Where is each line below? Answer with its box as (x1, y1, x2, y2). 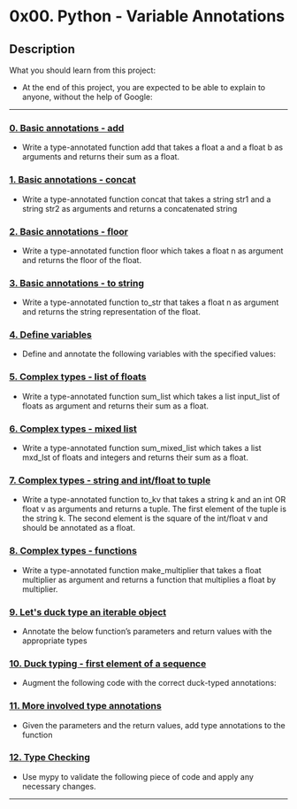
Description (9, 42, 75, 57)
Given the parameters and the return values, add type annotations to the (21, 720, 286, 730)
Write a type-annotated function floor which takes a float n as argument (21, 245, 284, 256)
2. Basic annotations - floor (9, 225, 128, 237)
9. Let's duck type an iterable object (9, 605, 167, 618)
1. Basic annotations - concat (9, 174, 137, 186)
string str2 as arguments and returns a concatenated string (21, 203, 238, 214)
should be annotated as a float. (21, 523, 135, 533)
